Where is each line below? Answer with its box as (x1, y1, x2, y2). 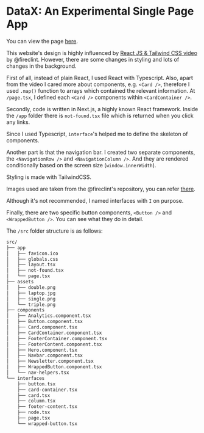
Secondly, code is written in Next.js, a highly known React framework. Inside (6, 105, 199, 112)
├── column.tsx (17, 398, 56, 404)
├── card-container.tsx (17, 387, 78, 393)
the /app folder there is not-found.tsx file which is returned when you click (6, 112, 194, 119)
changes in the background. (6, 62, 77, 70)
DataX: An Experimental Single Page (6, 4, 194, 18)
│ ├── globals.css (6, 256, 59, 262)
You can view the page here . (6, 37, 78, 45)
